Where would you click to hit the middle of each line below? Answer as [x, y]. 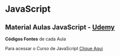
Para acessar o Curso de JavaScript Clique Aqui [54, 48]
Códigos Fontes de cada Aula [36, 39]
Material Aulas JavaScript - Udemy [60, 27]
